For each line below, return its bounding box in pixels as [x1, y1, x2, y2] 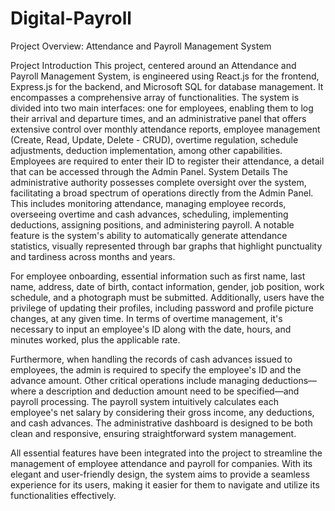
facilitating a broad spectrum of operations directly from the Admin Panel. [10, 187, 314, 199]
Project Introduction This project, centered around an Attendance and [10, 59, 297, 71]
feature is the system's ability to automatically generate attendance [10, 229, 288, 241]
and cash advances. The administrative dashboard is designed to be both [10, 417, 313, 429]
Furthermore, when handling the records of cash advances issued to [10, 353, 293, 365]
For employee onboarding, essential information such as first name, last [10, 270, 306, 282]
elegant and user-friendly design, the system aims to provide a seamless [10, 468, 310, 480]
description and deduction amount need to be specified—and [45, 385, 300, 397]
